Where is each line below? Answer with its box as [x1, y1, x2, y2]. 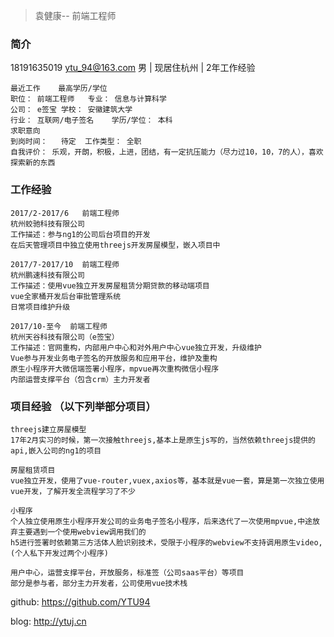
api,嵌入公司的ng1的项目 [10, 445, 102, 456]
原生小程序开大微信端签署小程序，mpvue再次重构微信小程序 [10, 364, 220, 374]
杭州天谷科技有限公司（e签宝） [10, 332, 120, 342]
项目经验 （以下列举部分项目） [10, 399, 157, 413]
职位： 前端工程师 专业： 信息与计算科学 [10, 94, 167, 104]
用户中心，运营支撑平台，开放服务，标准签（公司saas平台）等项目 [10, 567, 245, 578]
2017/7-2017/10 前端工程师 [10, 259, 120, 269]
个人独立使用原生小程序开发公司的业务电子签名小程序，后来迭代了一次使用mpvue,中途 [10, 516, 313, 526]
